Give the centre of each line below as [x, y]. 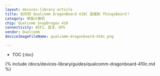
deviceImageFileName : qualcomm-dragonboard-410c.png [59, 37]
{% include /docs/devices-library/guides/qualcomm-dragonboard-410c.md [80, 64]
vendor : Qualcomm [23, 32]
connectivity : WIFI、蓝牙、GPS [35, 28]
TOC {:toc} [23, 54]
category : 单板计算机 [25, 18]
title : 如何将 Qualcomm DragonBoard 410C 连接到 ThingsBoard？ [68, 14]
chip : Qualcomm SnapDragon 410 [37, 23]
